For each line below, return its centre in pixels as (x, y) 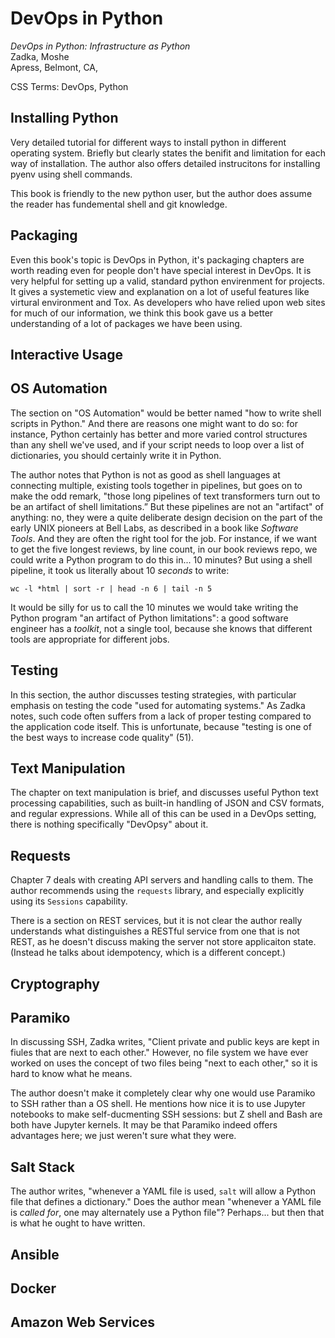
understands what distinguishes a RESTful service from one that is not (155, 931)
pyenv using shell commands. (71, 174)
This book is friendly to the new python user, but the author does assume (161, 193)
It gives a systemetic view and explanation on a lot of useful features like (160, 291)
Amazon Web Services (83, 1322)
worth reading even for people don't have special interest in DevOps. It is (161, 270)
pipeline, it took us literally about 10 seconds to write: (120, 570)
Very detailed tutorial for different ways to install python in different (148, 142)
